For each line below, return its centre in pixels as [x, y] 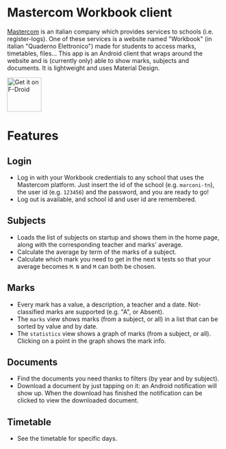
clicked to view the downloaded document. [78, 400]
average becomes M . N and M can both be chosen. [86, 266]
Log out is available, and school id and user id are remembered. [106, 199]
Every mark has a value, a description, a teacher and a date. [102, 304]
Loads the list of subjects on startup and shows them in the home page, [118, 237]
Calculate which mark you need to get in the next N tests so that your [114, 259]
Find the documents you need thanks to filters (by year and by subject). [118, 379]
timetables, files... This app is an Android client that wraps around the [105, 53]
